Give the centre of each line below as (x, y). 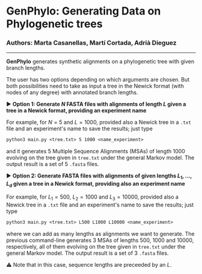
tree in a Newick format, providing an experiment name (76, 110)
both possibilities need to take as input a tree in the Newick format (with (95, 86)
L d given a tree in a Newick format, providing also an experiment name (96, 184)
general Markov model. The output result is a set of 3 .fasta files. (87, 253)
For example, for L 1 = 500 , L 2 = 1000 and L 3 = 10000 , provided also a (93, 197)
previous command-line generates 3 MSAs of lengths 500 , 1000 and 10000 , (100, 240)
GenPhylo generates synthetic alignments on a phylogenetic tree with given (100, 62)
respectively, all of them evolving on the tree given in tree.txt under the (96, 246)
